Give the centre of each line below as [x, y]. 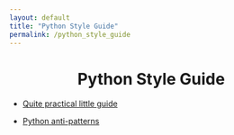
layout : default [40, 18]
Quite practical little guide [70, 103]
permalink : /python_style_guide [70, 34]
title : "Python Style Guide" [64, 26]
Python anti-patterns [61, 121]
